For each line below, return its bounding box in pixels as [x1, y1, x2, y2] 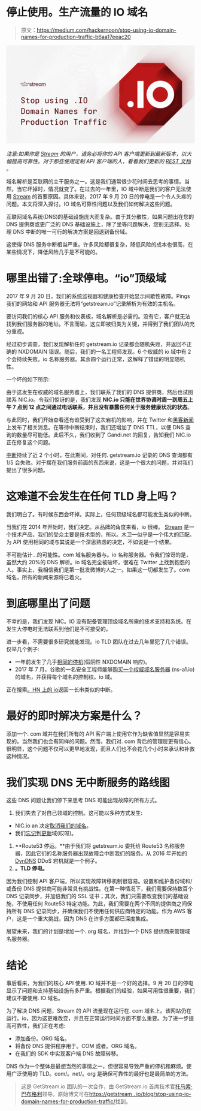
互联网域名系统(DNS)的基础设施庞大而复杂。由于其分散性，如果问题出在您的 [6, 213, 194, 220]
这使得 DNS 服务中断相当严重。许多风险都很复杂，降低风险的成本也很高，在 [6, 240, 193, 248]
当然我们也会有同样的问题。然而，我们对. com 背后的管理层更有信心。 [22, 737, 194, 745]
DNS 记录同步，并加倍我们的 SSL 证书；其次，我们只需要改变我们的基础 [6, 893, 184, 900]
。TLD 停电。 [14, 865, 48, 872]
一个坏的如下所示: [6, 375, 50, 383]
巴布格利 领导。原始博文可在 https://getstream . [20, 1091, 135, 1098]
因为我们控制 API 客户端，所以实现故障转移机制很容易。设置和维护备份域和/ [6, 878, 193, 885]
